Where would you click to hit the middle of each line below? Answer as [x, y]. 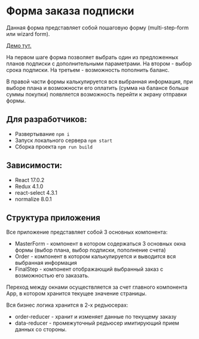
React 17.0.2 [30, 180]
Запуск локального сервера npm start [63, 140]
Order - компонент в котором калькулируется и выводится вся [95, 256]
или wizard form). [28, 34]
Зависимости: [34, 166]
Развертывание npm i [42, 134]
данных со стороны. [41, 329]
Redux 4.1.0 [29, 186]
